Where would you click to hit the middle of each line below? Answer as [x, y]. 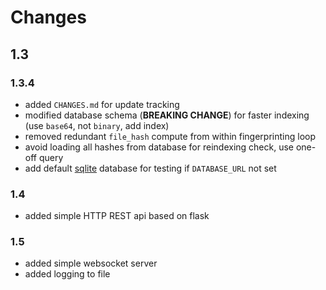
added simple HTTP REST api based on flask [117, 216]
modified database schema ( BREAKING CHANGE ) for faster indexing [167, 115]
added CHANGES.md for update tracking [102, 104]
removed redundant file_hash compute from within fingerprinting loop [170, 136]
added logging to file [67, 274]
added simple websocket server [91, 263]
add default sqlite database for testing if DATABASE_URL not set [150, 168]
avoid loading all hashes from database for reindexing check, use [159, 147]
